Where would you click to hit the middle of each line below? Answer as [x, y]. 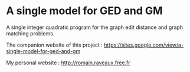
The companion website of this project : [55, 45]
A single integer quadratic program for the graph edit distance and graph [95, 27]
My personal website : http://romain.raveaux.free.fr [68, 63]
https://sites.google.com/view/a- [144, 45]
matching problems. [30, 33]
